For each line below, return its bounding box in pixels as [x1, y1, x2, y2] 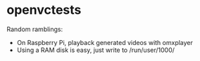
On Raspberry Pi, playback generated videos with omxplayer [16, 38, 193, 46]
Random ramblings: [6, 25, 63, 33]
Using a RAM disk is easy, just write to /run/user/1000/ [16, 46, 175, 54]
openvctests [6, 2, 82, 18]
